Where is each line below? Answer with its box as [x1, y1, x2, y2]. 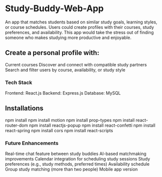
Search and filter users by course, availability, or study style [5, 67, 125, 73]
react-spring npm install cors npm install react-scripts [5, 127, 113, 133]
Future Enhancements [5, 139, 59, 146]
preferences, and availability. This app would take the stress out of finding [5, 29, 154, 35]
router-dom [5, 122, 28, 128]
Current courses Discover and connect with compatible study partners [5, 61, 147, 67]
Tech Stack [5, 79, 33, 86]
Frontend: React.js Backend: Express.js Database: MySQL [5, 90, 121, 96]
